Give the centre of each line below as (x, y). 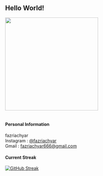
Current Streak (21, 157)
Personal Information (27, 124)
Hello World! (25, 8)
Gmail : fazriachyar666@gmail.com (41, 146)
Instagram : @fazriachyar (31, 141)
